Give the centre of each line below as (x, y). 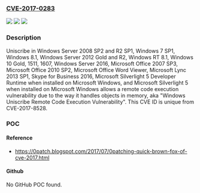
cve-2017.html (32, 158)
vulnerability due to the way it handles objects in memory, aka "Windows (96, 95)
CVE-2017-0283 (31, 8)
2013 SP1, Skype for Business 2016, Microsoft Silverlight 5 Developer (91, 76)
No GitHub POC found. (34, 185)
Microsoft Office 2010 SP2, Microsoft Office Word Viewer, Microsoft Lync (96, 70)
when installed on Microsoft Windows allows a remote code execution (93, 89)
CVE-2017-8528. (27, 108)
